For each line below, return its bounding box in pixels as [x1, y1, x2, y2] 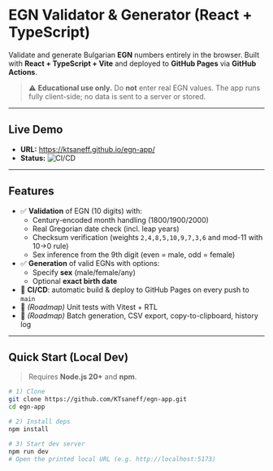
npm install [8, 425, 49, 433]
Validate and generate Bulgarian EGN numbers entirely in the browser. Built [8, 50, 260, 59]
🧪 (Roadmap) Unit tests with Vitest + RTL [19, 302, 158, 312]
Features [8, 185, 54, 198]
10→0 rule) [32, 241, 69, 251]
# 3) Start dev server [8, 439, 85, 448]
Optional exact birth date [32, 276, 118, 286]
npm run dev [8, 447, 49, 456]
